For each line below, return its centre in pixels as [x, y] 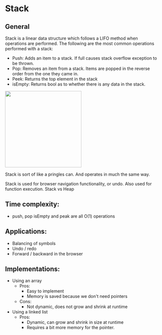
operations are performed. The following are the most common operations [80, 44]
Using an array [27, 281]
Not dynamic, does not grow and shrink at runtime [77, 307]
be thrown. [23, 63]
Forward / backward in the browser [47, 254]
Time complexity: [32, 204]
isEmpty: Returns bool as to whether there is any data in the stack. [79, 84]
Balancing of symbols [34, 243]
